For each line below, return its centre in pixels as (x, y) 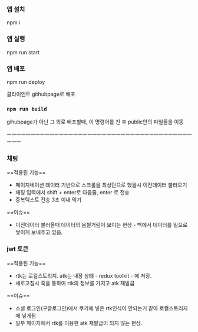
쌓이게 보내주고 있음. (39, 232)
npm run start (23, 52)
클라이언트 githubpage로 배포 (41, 94)
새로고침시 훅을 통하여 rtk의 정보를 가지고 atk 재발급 (75, 283)
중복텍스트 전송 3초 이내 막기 (48, 200)
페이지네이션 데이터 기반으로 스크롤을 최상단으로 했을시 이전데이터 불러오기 (101, 185)
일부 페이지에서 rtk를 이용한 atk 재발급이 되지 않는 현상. (79, 323)
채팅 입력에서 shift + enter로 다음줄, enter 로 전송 (72, 193)
